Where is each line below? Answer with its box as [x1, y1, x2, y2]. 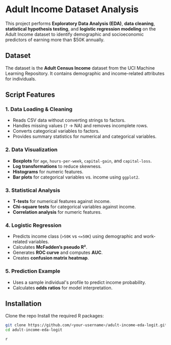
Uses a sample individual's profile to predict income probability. [12, 279, 146, 285]
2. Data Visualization [5, 146, 58, 153]
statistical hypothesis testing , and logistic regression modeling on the [5, 25, 156, 32]
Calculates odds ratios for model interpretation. [12, 284, 113, 291]
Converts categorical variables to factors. [12, 128, 100, 134]
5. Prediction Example [5, 268, 61, 275]
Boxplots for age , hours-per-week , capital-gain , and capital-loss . [12, 158, 152, 164]
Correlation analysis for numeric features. [12, 209, 102, 215]
